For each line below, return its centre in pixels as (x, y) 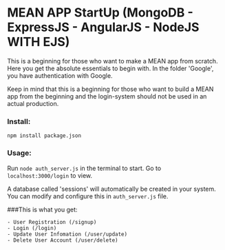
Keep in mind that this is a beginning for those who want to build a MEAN (110, 89)
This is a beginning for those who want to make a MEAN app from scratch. (112, 61)
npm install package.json (44, 136)
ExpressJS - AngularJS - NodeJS (103, 27)
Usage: (20, 153)
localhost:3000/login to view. (50, 175)
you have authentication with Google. (60, 75)
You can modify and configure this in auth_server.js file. (88, 196)
